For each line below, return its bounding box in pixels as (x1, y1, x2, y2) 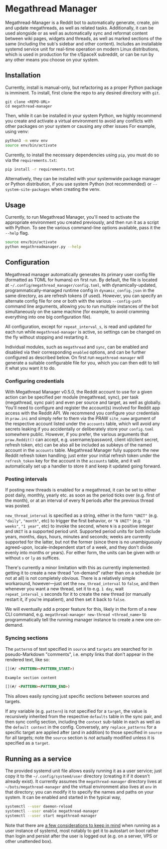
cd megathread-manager (5, 103, 52, 109)
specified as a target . (5, 740, 50, 746)
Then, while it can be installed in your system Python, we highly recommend (5, 112, 162, 118)
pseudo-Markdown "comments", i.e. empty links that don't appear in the (5, 651, 154, 657)
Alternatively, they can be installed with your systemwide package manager (5, 176, 161, 182)
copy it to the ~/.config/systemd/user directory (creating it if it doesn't (5, 773, 150, 779)
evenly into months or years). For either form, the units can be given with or (5, 550, 161, 556)
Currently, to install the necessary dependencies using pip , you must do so (5, 152, 160, 158)
